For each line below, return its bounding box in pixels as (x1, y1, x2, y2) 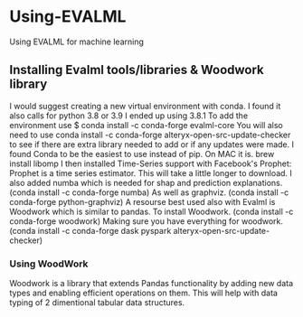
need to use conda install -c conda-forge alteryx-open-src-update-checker (9, 129, 291, 140)
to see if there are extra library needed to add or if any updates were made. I (9, 138, 295, 150)
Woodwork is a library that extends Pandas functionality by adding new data (9, 278, 294, 289)
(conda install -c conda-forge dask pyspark (9, 225, 172, 236)
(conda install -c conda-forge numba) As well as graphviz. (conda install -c (9, 187, 289, 198)
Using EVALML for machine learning (9, 36, 145, 47)
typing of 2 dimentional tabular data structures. (9, 297, 185, 308)
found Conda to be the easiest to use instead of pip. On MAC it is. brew (9, 148, 275, 159)
